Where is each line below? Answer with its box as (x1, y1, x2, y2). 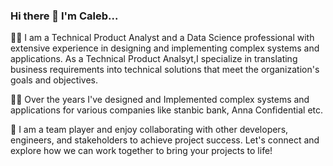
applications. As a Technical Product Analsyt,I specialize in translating (10, 53, 298, 65)
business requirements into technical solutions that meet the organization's (10, 64, 320, 76)
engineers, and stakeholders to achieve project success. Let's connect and (10, 134, 320, 146)
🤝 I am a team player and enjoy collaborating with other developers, (10, 124, 289, 136)
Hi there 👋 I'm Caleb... (10, 9, 119, 23)
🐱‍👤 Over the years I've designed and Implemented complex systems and (10, 94, 310, 106)
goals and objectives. (10, 74, 99, 86)
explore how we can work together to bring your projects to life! (10, 145, 273, 157)
